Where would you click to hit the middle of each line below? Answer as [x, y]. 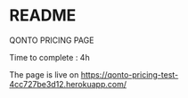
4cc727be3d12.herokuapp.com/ [68, 84]
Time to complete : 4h [50, 57]
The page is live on [44, 74]
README [43, 16]
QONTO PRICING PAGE [52, 40]
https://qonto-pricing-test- [130, 74]
